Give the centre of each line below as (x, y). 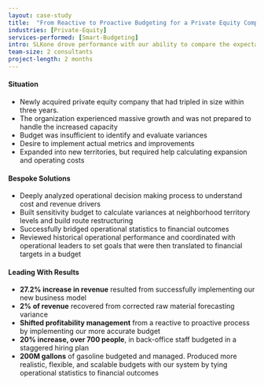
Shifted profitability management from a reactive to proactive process (134, 323)
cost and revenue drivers (60, 204)
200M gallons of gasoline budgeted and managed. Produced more (128, 356)
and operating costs (52, 160)
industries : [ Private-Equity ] (58, 30)
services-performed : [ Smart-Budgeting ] (73, 37)
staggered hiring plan (54, 348)
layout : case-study (40, 15)
